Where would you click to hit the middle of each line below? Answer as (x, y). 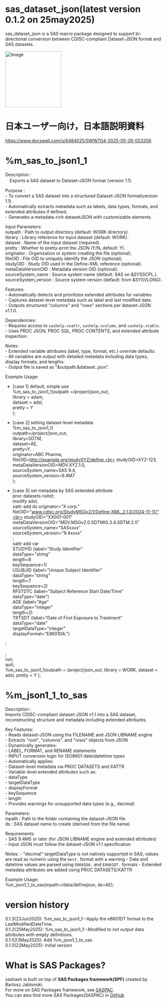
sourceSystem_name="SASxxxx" (47, 527)
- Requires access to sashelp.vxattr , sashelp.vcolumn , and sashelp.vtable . (83, 325)
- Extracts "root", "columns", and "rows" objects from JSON (67, 740)
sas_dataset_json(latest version (73, 9)
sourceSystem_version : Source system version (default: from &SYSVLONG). (83, 279)
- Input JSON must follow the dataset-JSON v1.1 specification (68, 844)
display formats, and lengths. (35, 362)
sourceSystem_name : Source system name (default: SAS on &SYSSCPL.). (82, 274)
